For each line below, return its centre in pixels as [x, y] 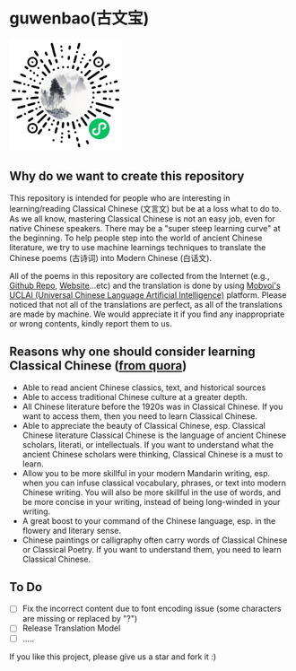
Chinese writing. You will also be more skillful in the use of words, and [151, 492]
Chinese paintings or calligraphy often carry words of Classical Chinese [155, 540]
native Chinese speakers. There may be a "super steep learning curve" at [145, 228]
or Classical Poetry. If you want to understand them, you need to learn [152, 549]
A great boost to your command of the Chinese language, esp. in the [149, 520]
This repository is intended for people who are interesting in [120, 197]
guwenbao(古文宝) [79, 18]
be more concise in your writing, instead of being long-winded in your [151, 501]
